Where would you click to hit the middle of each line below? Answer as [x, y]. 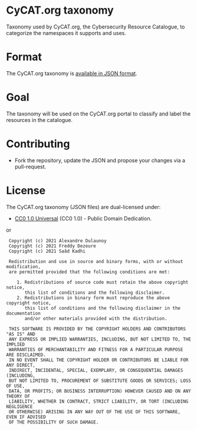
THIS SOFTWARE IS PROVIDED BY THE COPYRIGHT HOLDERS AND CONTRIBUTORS [97, 329]
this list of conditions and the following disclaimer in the [103, 308]
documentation [24, 313]
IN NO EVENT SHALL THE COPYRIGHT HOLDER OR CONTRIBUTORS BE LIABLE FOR [98, 360]
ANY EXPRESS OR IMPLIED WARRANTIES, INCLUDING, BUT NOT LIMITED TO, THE [100, 339]
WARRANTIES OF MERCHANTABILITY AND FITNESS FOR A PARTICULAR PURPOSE [96, 349]
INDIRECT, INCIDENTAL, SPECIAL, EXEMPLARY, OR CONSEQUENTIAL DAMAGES [96, 370]
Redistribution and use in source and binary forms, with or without [96, 261]
